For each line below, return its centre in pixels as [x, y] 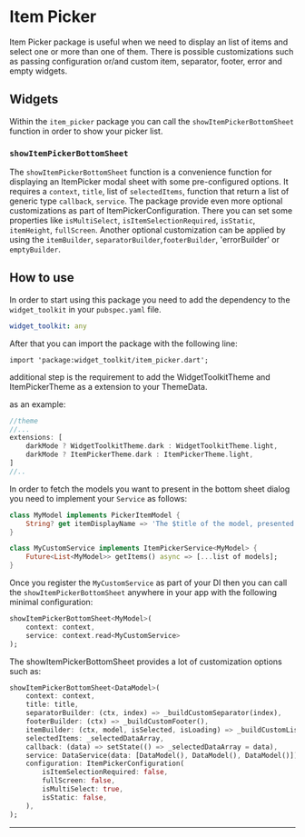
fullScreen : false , [79, 781]
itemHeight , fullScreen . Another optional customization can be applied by [148, 230]
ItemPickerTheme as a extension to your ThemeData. [108, 386]
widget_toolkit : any [49, 326]
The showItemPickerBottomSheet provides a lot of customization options [146, 662]
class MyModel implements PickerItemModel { [95, 515]
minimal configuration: [51, 603]
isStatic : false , [74, 797]
